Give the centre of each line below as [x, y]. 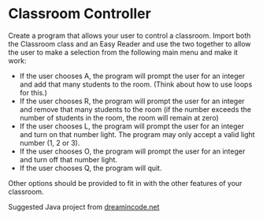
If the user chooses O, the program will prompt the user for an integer [132, 151]
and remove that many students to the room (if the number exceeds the [135, 109]
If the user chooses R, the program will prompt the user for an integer [132, 101]
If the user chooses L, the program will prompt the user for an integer [132, 126]
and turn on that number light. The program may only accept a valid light [137, 134]
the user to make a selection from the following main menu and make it [123, 52]
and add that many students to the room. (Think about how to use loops [136, 84]
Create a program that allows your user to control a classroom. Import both [130, 35]
